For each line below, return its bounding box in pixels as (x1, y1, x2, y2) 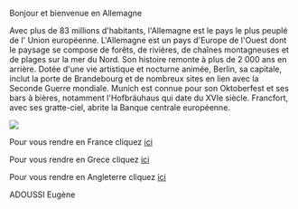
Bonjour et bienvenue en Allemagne (9, 8, 143, 18)
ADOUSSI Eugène (9, 189, 76, 200)
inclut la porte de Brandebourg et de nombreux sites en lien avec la (9, 73, 259, 84)
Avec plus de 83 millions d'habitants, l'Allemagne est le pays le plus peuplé (9, 25, 288, 35)
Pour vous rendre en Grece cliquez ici (9, 154, 150, 165)
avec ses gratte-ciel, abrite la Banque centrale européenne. (9, 102, 230, 112)
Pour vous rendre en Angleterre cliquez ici (9, 172, 167, 182)
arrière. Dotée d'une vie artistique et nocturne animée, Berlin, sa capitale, (9, 63, 283, 74)
